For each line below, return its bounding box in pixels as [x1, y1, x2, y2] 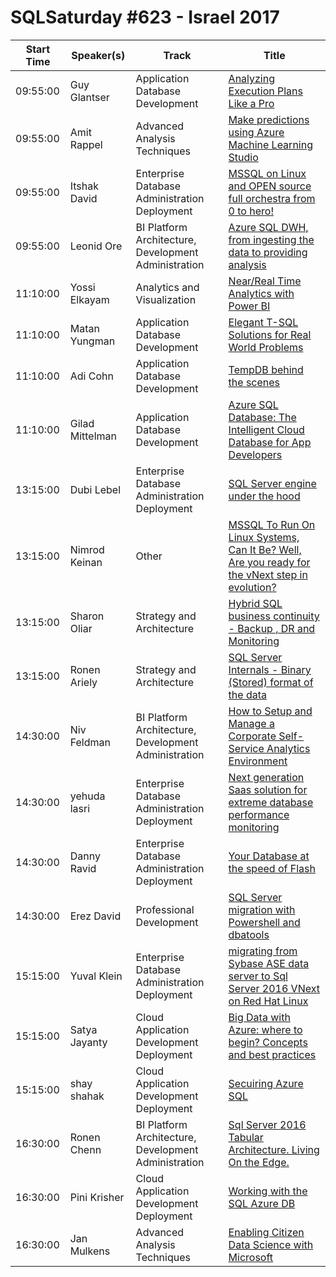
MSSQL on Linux [228, 166, 307, 180]
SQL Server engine [228, 476, 317, 490]
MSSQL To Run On [228, 517, 316, 531]
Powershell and [228, 915, 301, 929]
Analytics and [135, 280, 200, 294]
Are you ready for [228, 555, 311, 569]
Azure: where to [228, 1022, 303, 1036]
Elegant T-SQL [228, 315, 299, 329]
